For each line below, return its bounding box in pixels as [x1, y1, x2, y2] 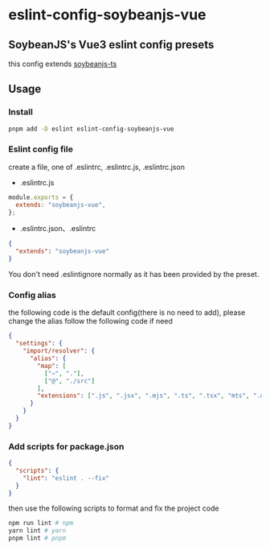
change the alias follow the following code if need [8, 316, 173, 326]
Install [8, 106, 34, 118]
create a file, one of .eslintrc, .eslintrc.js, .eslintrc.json [8, 162, 185, 172]
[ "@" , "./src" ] [43, 377, 95, 385]
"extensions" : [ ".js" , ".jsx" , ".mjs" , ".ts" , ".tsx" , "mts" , [37, 392, 250, 400]
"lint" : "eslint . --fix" [22, 473, 110, 482]
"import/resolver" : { [22, 347, 95, 355]
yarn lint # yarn [8, 527, 67, 535]
